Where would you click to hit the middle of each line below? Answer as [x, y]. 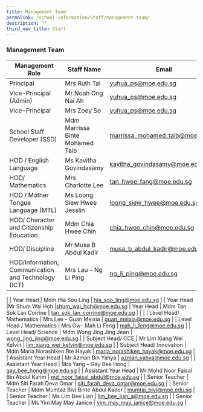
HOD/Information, [34, 262]
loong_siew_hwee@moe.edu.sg [154, 202]
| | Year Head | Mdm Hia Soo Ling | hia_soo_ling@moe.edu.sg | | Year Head [100, 300]
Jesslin [75, 210]
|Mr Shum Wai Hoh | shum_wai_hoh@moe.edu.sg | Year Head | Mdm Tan [96, 306]
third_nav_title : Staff [36, 29]
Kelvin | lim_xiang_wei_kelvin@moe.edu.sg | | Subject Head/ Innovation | [96, 344]
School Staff [27, 132]
